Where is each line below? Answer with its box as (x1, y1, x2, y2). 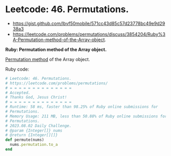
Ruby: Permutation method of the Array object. (5, 46, 107, 52)
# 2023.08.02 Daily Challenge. (5, 123, 72, 128)
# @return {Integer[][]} (5, 133, 58, 138)
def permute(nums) (5, 137, 44, 143)
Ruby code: (5, 66, 30, 72)
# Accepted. (5, 90, 31, 95)
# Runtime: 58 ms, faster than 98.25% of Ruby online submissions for (5, 104, 158, 110)
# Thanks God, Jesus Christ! (5, 95, 67, 100)
